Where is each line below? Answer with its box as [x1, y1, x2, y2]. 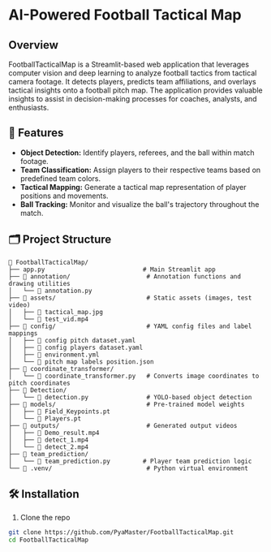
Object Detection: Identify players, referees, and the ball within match [19, 148, 255, 157]
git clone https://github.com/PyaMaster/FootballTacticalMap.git [8, 528, 234, 537]
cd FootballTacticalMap [8, 536, 89, 545]
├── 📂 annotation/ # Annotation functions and [8, 272, 242, 281]
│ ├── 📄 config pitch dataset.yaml [8, 336, 136, 344]
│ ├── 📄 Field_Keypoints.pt [8, 408, 111, 416]
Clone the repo [19, 513, 71, 523]
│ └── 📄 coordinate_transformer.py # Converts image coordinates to [8, 372, 260, 380]
